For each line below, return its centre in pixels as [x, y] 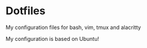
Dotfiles [25, 11]
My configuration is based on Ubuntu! [52, 39]
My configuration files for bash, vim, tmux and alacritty [73, 27]
